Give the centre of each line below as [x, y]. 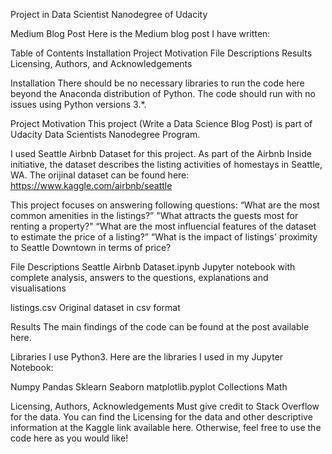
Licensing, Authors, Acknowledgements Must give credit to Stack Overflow [165, 406]
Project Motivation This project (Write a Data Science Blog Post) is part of [161, 123]
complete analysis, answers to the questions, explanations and [139, 277]
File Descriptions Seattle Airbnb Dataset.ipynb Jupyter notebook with [153, 267]
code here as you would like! [69, 438]
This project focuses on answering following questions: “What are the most [165, 205]
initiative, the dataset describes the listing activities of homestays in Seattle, [166, 164]
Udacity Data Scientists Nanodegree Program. [105, 134]
